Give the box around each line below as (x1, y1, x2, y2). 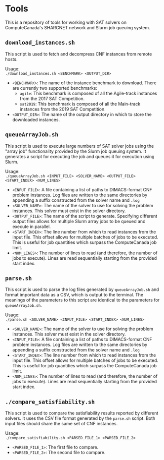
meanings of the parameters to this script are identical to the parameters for (5, 297, 160, 303)
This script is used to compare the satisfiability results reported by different (5, 410, 159, 416)
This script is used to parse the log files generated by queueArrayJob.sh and (5, 287, 159, 292)
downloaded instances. (12, 116, 60, 122)
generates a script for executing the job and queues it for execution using (5, 153, 155, 159)
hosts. (5, 56, 18, 62)
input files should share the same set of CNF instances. (5, 421, 118, 427)
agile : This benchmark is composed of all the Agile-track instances (19, 90, 157, 96)
